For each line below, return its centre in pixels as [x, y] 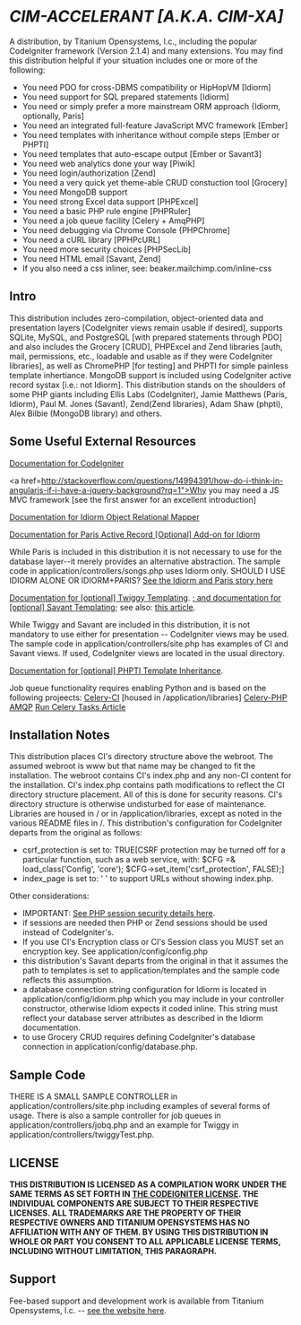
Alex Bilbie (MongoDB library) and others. [86, 413]
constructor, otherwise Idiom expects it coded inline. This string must [150, 1009]
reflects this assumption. [68, 980]
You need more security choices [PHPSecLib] [106, 249]
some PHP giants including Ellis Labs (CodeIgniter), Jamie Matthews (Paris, [148, 394]
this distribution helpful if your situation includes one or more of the [133, 60]
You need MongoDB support [75, 192]
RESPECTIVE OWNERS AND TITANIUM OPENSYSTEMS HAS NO [130, 1222]
